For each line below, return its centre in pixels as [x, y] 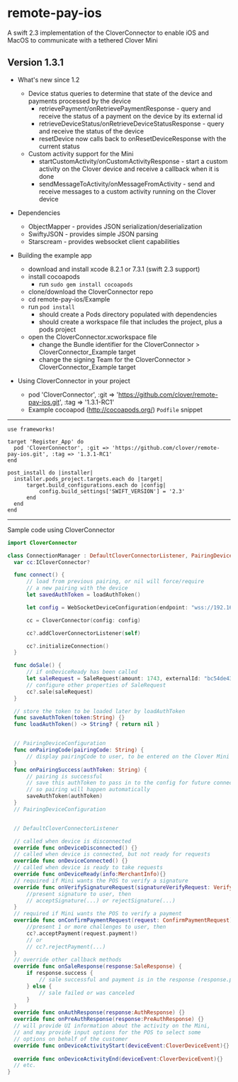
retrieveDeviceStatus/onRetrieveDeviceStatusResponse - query [131, 123]
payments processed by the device [79, 101]
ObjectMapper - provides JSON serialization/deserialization [115, 226]
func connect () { [39, 575]
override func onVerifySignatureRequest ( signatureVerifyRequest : [112, 887]
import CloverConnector [42, 543]
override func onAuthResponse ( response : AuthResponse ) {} [100, 1012]
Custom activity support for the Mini [81, 153]
